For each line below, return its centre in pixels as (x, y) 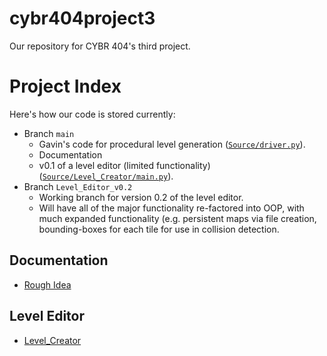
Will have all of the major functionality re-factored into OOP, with (171, 208)
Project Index (65, 86)
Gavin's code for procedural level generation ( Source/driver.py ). (172, 144)
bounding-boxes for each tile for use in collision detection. (159, 229)
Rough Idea (47, 284)
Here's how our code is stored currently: (92, 114)
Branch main (49, 133)
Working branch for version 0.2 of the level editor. (141, 197)
